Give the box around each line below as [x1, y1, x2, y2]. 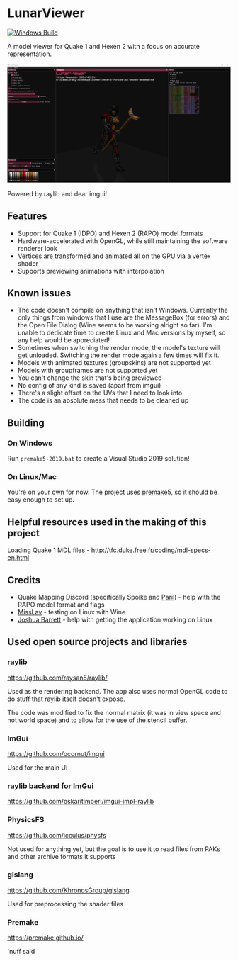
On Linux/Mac [7, 471, 57, 481]
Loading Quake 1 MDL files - [7, 546, 90, 554]
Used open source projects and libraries [7, 636, 188, 648]
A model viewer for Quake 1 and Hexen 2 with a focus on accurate [7, 42, 200, 50]
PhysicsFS [7, 815, 45, 825]
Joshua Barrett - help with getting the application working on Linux [17, 615, 213, 624]
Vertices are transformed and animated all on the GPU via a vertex [17, 252, 211, 260]
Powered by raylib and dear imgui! [7, 189, 108, 198]
